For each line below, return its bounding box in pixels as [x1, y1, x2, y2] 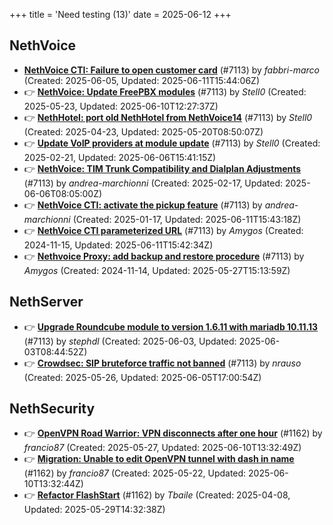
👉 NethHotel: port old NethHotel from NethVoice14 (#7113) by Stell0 [23, 111, 313, 123]
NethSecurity [9, 400, 96, 418]
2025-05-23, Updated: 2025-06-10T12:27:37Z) [23, 100, 219, 112]
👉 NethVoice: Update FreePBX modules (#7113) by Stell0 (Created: [23, 85, 307, 98]
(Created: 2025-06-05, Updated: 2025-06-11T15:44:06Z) [23, 74, 260, 86]
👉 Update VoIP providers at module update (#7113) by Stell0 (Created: [23, 137, 321, 149]
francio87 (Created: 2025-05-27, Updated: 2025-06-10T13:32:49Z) [23, 442, 302, 454]
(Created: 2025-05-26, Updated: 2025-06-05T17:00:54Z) [23, 371, 262, 383]
